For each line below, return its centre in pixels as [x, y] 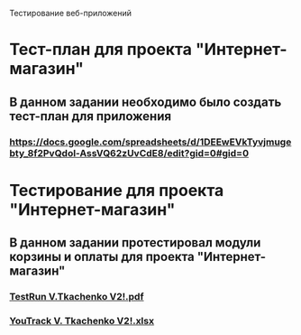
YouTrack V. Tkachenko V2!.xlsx [82, 321]
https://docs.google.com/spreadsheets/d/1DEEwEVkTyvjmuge [150, 142]
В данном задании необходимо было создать [146, 102]
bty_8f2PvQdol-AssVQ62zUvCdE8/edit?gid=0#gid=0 [129, 153]
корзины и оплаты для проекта [102, 257]
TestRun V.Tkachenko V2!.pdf [77, 297]
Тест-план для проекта [100, 50]
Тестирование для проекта [117, 190]
